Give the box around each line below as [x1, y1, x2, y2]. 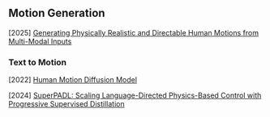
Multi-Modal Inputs [8, 36, 72, 46]
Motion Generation [8, 6, 105, 20]
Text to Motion [8, 56, 67, 68]
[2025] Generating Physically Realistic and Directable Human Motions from [8, 27, 259, 37]
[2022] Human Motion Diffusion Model [8, 75, 138, 85]
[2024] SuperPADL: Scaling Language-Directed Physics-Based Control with [8, 90, 262, 100]
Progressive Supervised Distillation [8, 99, 125, 109]
